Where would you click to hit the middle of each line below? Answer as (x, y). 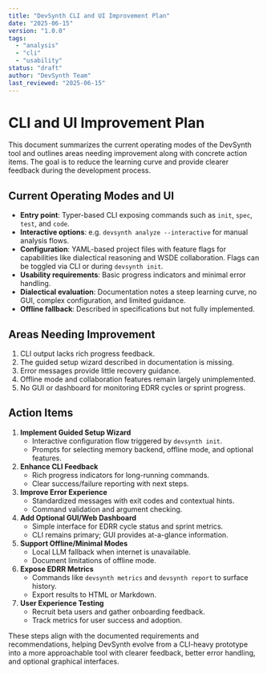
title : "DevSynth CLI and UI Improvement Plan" (89, 16)
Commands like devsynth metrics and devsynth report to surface (140, 577)
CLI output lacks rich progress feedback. (87, 353)
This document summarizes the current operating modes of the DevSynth (130, 145)
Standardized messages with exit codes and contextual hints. (133, 500)
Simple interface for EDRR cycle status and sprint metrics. (127, 526)
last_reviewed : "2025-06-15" (57, 83)
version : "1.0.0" (37, 31)
